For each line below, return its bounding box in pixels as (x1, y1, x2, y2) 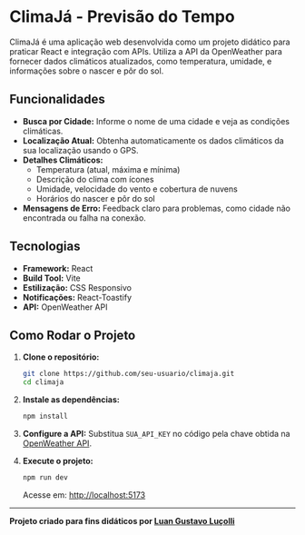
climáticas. (22, 125, 64, 136)
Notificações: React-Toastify (22, 292, 133, 302)
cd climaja (22, 378, 64, 387)
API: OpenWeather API (22, 302, 108, 312)
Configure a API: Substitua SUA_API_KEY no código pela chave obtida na (22, 429, 290, 439)
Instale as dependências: (22, 394, 120, 405)
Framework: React (22, 263, 93, 273)
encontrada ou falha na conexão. (22, 212, 147, 223)
